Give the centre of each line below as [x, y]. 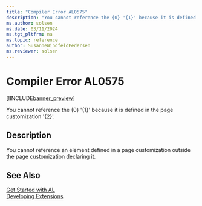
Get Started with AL [31, 190]
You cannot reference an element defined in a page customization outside [99, 150]
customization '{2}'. [31, 116]
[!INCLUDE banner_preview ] [41, 98]
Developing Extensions [35, 196]
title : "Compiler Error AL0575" [47, 12]
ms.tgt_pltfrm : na [29, 35]
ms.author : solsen [29, 23]
